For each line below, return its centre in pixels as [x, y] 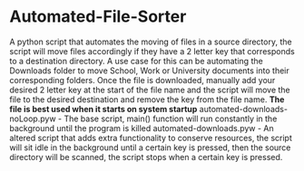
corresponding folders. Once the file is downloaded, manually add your [142, 80]
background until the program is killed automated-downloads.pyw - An [142, 128]
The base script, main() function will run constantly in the [170, 119]
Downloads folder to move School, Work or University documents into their [149, 71]
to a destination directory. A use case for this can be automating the [136, 61]
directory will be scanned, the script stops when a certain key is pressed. [146, 157]
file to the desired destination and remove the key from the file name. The [147, 99]
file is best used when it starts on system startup [103, 109]
